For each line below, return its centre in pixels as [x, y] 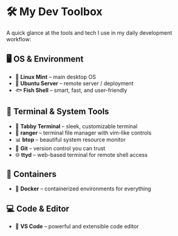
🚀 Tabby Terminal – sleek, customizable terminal [76, 126]
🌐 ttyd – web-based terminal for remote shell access [81, 154]
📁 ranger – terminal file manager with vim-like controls [83, 133]
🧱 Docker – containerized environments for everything [83, 189]
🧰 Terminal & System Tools [58, 112]
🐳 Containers [31, 174]
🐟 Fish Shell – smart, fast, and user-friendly [71, 90]
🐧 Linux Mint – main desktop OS [55, 77]
